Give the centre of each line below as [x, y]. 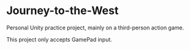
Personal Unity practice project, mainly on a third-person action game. [95, 28]
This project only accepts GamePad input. [59, 39]
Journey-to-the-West [63, 11]
